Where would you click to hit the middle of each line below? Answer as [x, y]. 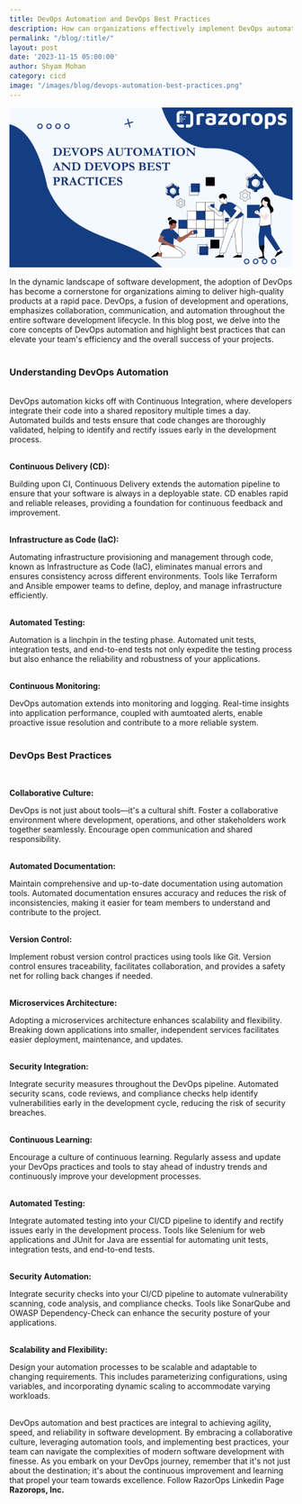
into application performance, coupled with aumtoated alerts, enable [136, 713]
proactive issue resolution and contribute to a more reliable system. [134, 723]
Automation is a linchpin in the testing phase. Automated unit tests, [133, 640]
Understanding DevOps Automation [89, 372]
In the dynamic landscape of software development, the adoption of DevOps [151, 282]
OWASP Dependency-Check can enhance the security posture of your [140, 1313]
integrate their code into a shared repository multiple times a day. [130, 411]
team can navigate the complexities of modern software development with [147, 1451]
